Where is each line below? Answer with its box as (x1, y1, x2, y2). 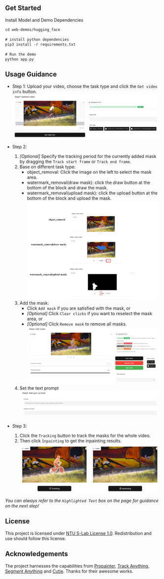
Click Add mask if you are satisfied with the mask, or (27, 305, 131, 311)
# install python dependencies (5, 37, 69, 42)
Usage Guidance (5, 70, 57, 78)
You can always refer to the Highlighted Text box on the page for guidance (5, 498, 159, 504)
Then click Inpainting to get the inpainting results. (19, 437, 122, 443)
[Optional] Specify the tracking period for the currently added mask (19, 153, 157, 159)
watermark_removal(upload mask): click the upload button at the (27, 190, 158, 196)
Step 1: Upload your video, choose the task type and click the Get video (12, 83, 158, 89)
